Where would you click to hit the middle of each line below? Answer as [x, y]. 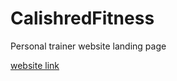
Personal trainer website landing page [88, 46]
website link [35, 65]
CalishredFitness [82, 18]
